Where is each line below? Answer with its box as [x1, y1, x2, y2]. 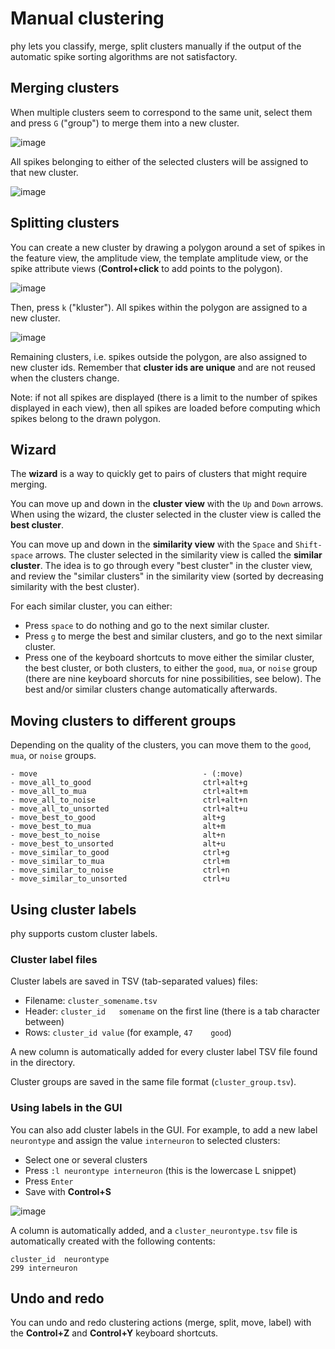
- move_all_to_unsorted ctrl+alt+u [10, 804, 248, 814]
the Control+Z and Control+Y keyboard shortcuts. [10, 1327, 219, 1339]
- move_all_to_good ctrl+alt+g [10, 778, 248, 788]
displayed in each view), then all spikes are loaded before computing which [10, 402, 321, 414]
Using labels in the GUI [10, 1101, 123, 1115]
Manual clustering [10, 7, 165, 30]
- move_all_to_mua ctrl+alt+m [10, 787, 248, 797]
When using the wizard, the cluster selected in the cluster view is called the [10, 508, 322, 521]
